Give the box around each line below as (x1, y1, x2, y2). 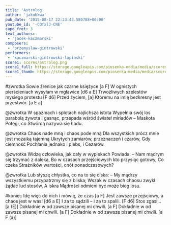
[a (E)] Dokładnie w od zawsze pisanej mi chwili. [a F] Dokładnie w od (5, 204, 151, 210)
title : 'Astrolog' (5, 7, 44, 13)
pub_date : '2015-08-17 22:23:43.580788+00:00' (5, 17, 106, 22)
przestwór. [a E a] (5, 100, 42, 105)
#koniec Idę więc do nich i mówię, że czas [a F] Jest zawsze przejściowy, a (5, 193, 164, 198)
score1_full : (5, 64, 33, 70)
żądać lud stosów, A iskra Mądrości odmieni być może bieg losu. (5, 183, 141, 189)
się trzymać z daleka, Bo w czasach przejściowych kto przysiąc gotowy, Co (5, 156, 164, 163)
